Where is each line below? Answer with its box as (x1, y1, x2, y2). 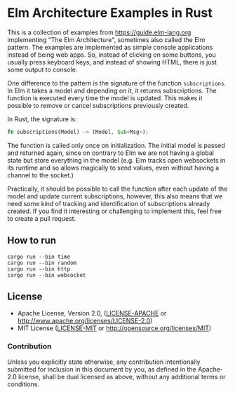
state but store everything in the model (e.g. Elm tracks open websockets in (7, 156, 226, 164)
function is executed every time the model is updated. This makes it (7, 93, 203, 102)
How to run (7, 235, 57, 247)
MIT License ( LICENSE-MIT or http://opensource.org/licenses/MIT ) (17, 324, 212, 332)
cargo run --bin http (7, 265, 71, 273)
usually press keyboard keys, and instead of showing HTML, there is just (7, 57, 217, 66)
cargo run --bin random (7, 259, 77, 266)
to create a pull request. (7, 214, 76, 222)
